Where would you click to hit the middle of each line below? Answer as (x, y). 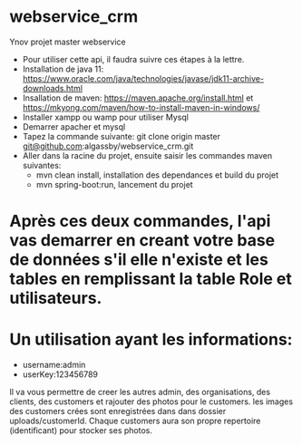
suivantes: (42, 165)
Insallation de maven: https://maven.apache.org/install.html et (138, 98)
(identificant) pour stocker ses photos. (81, 430)
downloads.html (53, 88)
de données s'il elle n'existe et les (139, 260)
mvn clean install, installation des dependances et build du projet (157, 175)
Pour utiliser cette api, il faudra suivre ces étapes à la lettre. (133, 59)
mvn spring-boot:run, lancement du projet (114, 184)
